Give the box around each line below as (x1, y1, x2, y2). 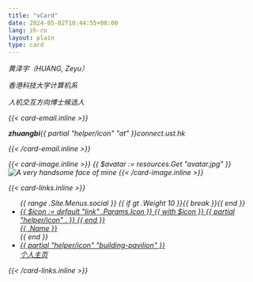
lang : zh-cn (8, 26, 47, 34)
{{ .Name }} (19, 223, 58, 234)
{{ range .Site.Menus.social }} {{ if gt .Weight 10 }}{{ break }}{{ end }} (19, 199, 246, 208)
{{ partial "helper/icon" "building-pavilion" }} (19, 241, 166, 250)
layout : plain (8, 33, 55, 42)
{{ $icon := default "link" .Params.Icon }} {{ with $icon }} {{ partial (19, 207, 236, 216)
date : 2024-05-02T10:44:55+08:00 (8, 19, 119, 27)
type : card (8, 41, 44, 49)
